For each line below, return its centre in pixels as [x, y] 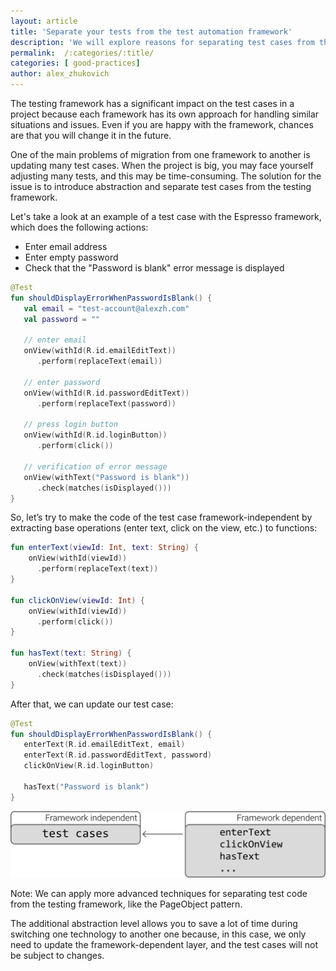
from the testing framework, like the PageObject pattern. [126, 904]
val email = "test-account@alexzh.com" [106, 308]
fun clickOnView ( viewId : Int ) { [77, 600]
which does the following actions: [79, 227]
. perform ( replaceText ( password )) [106, 403]
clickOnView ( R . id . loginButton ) [89, 766]
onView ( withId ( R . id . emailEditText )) [100, 351]
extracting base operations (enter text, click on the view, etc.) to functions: [164, 528]
